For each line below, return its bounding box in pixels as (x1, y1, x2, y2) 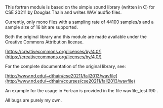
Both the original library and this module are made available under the (5, 34, 147, 39)
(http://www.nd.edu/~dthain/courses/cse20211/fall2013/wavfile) (5, 78, 135, 84)
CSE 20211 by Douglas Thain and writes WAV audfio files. (5, 9, 122, 15)
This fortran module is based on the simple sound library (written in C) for (5, 4, 155, 10)
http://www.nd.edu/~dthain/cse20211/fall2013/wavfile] (6, 73, 118, 78)
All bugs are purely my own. (5, 97, 62, 103)
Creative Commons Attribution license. (5, 39, 84, 45)
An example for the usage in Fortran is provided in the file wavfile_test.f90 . (5, 88, 158, 93)
